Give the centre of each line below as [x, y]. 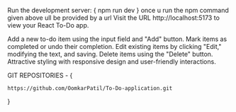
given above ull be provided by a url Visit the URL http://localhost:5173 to [113, 18]
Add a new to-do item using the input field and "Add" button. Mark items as [117, 39]
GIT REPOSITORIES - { [40, 75]
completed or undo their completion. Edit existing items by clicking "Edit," [114, 46]
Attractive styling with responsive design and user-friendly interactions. [112, 62]
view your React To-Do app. [48, 25]
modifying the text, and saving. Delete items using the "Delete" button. [110, 54]
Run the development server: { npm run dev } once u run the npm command [118, 10]
